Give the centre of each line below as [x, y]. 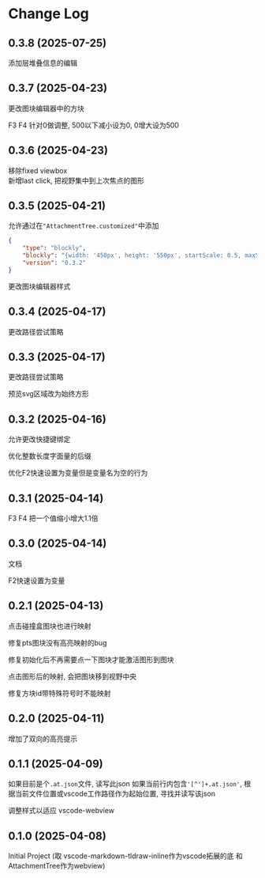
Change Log [49, 14]
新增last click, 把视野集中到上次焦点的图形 [76, 180]
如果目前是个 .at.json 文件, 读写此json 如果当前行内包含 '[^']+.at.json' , [125, 784]
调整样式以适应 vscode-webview [62, 811]
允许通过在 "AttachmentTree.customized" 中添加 [84, 225]
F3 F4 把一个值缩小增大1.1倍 [53, 518]
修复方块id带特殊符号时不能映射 [60, 693]
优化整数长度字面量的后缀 [50, 456]
